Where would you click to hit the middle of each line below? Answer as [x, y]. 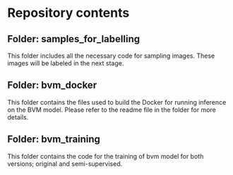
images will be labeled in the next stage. [66, 63]
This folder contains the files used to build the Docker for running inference [117, 102]
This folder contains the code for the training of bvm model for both [106, 156]
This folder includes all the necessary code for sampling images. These [111, 56]
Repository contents [68, 13]
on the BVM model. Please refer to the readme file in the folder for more [112, 110]
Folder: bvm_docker [52, 85]
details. [18, 117]
